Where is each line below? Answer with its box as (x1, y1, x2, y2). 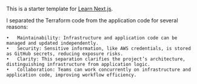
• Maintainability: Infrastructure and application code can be (6, 35, 178, 41)
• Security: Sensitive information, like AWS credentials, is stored (6, 45, 191, 51)
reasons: (6, 24, 28, 30)
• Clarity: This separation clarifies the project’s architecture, (6, 56, 186, 62)
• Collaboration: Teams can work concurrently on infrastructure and (6, 66, 191, 73)
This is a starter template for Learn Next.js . (6, 5, 113, 12)
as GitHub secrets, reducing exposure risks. (6, 51, 123, 57)
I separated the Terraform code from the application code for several (6, 17, 178, 24)
